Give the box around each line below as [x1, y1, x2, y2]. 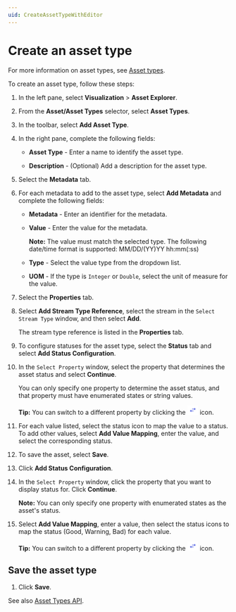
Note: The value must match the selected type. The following [28, 237, 207, 246]
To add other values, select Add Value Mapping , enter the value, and [18, 429, 219, 437]
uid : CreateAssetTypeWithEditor [8, 11, 103, 18]
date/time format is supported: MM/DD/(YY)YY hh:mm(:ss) [28, 244, 199, 253]
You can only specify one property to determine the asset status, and [18, 384, 220, 392]
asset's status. [18, 506, 61, 514]
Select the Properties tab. [18, 293, 94, 301]
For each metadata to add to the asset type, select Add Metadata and [18, 189, 221, 197]
